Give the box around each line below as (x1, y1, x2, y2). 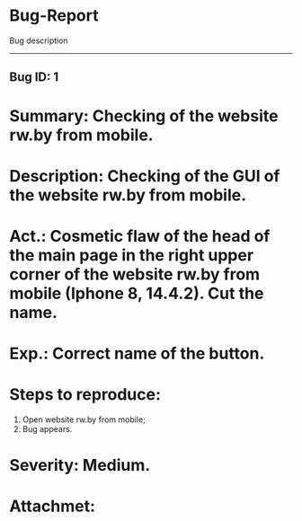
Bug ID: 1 (9, 69, 59, 85)
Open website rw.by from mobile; (22, 414, 146, 425)
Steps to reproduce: (9, 384, 162, 405)
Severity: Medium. (9, 455, 151, 476)
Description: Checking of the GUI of (9, 165, 280, 186)
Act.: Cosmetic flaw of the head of (9, 225, 271, 246)
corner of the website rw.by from (9, 264, 261, 284)
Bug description (9, 35, 69, 46)
